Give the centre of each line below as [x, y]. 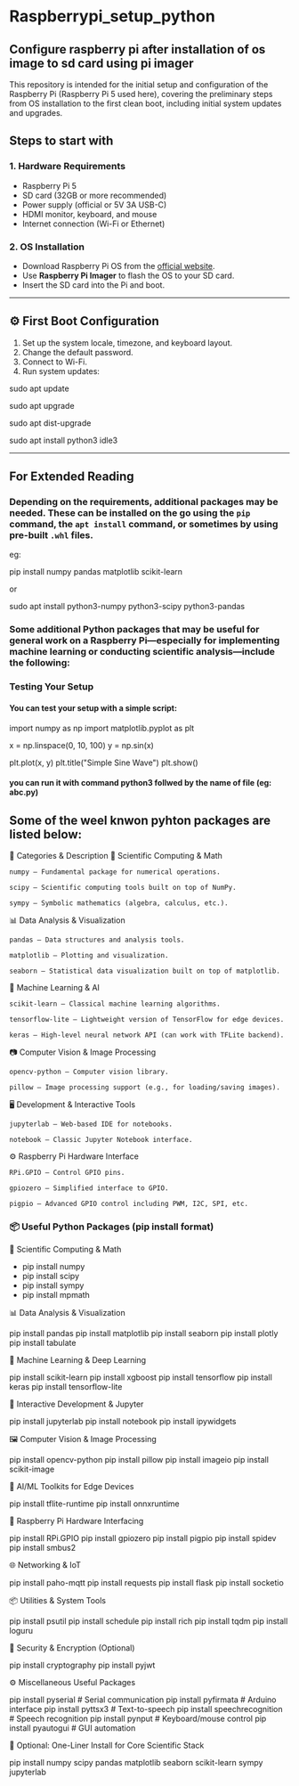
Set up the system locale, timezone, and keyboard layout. [127, 343]
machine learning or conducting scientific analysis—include [142, 652]
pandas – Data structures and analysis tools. [97, 940]
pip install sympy [53, 1285]
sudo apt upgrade [42, 405]
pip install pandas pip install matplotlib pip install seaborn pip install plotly [144, 1333]
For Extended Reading [72, 477]
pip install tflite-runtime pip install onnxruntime [94, 1504]
